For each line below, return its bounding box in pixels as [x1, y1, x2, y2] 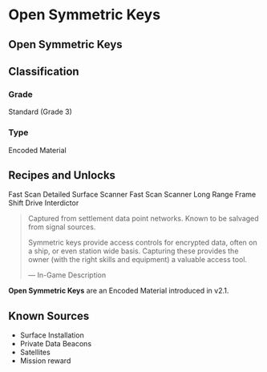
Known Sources [8, 309, 90, 322]
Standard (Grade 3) [8, 107, 72, 117]
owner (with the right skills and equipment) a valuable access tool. [27, 255, 247, 265]
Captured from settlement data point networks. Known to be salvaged [27, 214, 259, 224]
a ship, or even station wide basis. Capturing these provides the [27, 246, 239, 256]
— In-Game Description [27, 270, 107, 280]
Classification [8, 64, 79, 78]
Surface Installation [19, 330, 84, 340]
